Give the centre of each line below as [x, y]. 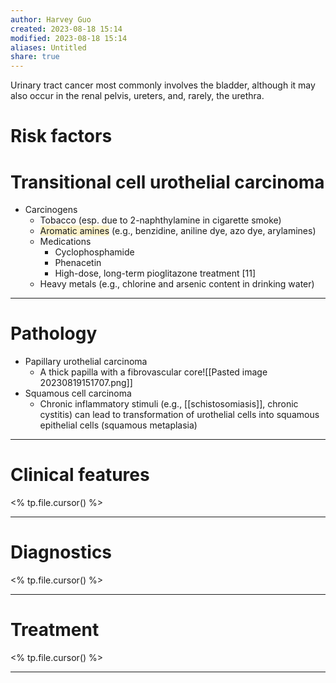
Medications [65, 242]
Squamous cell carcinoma [78, 393]
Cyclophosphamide [94, 252]
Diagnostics [61, 552]
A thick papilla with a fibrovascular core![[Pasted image [153, 372]
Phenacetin [78, 263]
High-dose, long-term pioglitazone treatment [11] [155, 273]
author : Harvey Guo [51, 19]
